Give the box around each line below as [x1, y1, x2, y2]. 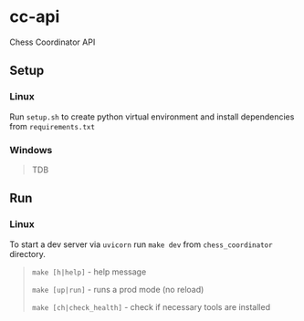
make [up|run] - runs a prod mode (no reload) [31, 284, 204, 295]
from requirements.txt [9, 120, 96, 131]
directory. [9, 248, 46, 259]
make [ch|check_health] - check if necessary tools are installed [31, 301, 271, 312]
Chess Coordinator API [9, 36, 96, 47]
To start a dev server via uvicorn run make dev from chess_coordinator [9, 239, 273, 250]
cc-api [9, 6, 60, 27]
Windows [9, 143, 53, 156]
